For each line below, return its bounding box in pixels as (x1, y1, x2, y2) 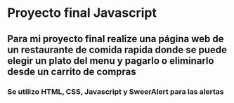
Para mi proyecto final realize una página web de (7, 33, 224, 45)
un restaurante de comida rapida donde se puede (7, 43, 227, 55)
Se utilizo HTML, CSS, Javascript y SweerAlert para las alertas (7, 86, 224, 96)
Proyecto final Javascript (7, 5, 157, 21)
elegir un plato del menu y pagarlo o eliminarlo (7, 55, 214, 67)
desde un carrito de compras (7, 65, 137, 78)
